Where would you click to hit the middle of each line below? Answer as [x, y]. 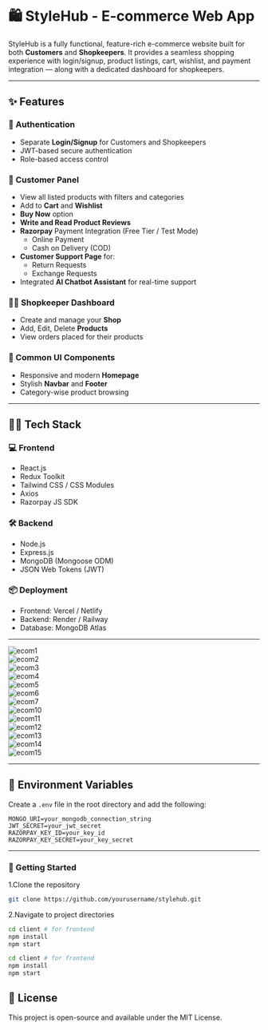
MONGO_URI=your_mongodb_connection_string [80, 819]
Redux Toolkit [42, 477]
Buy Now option [47, 214]
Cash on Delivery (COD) [71, 248]
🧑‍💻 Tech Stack [45, 424]
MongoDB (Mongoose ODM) [67, 561]
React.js [33, 468]
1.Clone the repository [44, 885]
